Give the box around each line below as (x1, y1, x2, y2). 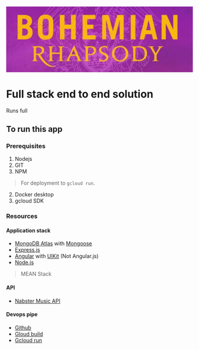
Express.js (14, 246, 40, 253)
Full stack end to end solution (6, 87, 154, 101)
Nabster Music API (14, 297, 60, 304)
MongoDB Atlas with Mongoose (14, 240, 92, 247)
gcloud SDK (14, 197, 44, 205)
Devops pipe (6, 311, 38, 318)
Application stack (6, 227, 51, 234)
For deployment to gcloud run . (20, 179, 95, 187)
